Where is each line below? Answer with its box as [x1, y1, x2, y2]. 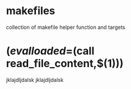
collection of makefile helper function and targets [6, 24, 125, 31]
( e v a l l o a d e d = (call [6, 44, 95, 58]
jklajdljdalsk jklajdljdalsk [6, 76, 63, 83]
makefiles [6, 4, 56, 18]
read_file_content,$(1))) [6, 57, 124, 70]
